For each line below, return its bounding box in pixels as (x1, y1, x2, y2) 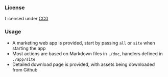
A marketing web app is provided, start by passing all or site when (12, 40, 155, 46)
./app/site (12, 57, 36, 62)
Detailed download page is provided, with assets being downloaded (12, 61, 155, 67)
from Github (12, 66, 38, 72)
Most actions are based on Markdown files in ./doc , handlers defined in (12, 50, 163, 57)
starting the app (12, 45, 46, 51)
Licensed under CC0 (5, 16, 49, 22)
